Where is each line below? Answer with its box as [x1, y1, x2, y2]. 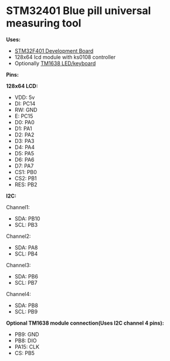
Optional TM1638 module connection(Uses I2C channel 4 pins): [6, 319, 164, 326]
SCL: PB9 [14, 308, 38, 315]
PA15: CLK [14, 343, 40, 350]
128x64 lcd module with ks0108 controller [14, 53, 116, 60]
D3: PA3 [14, 137, 35, 144]
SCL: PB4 [14, 250, 38, 257]
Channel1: [6, 203, 30, 210]
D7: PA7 [14, 162, 34, 169]
